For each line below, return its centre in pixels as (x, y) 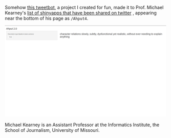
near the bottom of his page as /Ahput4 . (47, 18)
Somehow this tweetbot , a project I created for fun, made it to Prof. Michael (84, 7)
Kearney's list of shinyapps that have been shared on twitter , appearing (81, 13)
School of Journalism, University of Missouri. (52, 130)
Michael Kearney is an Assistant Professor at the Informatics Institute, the (82, 125)
